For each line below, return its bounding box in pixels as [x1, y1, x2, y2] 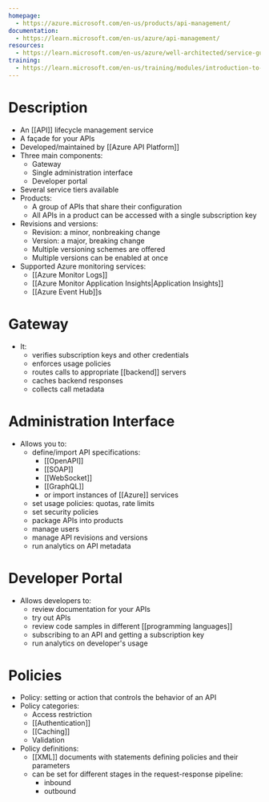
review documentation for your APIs [31, 604, 151, 614]
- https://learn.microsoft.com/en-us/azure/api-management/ [15, 34, 220, 43]
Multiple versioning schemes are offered [31, 244, 166, 253]
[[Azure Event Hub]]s [31, 286, 102, 297]
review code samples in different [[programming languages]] [31, 621, 233, 630]
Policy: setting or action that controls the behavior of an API [19, 693, 217, 703]
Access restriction [31, 710, 92, 719]
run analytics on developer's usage [31, 638, 148, 648]
